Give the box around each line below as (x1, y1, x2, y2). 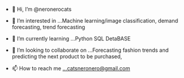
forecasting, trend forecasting (11, 24, 85, 30)
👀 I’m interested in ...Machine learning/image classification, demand (11, 17, 179, 24)
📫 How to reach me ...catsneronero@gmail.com (11, 65, 130, 71)
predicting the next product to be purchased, (11, 53, 122, 60)
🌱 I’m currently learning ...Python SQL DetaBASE (11, 35, 131, 42)
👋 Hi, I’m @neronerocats (11, 6, 72, 13)
